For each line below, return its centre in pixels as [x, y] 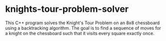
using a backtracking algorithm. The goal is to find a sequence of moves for [83, 28]
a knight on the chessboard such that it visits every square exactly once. [80, 33]
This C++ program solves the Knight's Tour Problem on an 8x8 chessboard [82, 23]
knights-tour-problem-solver [67, 9]
